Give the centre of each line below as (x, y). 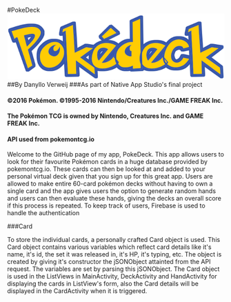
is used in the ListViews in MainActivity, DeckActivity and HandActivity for (112, 276)
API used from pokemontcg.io (51, 139)
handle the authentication (43, 213)
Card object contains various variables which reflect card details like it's (109, 247)
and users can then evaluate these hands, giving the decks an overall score (114, 199)
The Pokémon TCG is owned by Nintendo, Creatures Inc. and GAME (106, 116)
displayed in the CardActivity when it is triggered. (77, 291)
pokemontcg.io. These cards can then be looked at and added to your (106, 169)
